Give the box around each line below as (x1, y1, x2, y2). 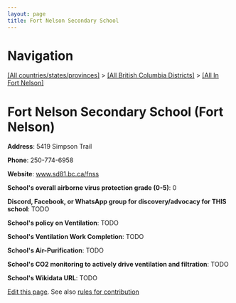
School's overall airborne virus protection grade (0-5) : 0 (7, 184, 177, 192)
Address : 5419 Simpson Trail (7, 142, 92, 151)
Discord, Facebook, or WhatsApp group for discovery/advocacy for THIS (7, 197, 227, 206)
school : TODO (7, 205, 50, 213)
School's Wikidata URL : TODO (7, 274, 98, 282)
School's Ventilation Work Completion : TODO (7, 233, 144, 241)
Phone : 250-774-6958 (7, 156, 74, 164)
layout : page (7, 10, 46, 18)
